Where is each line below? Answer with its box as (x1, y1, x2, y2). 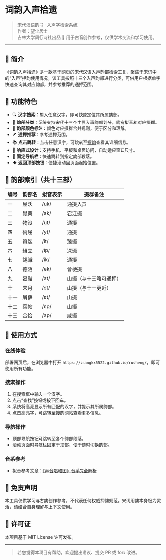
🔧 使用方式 (5, 331, 37, 339)
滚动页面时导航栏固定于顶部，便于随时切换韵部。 (12, 442, 112, 448)
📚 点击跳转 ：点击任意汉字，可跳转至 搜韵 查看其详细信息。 (12, 139, 131, 145)
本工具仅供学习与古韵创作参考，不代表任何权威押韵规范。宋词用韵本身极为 (5, 498, 157, 503)
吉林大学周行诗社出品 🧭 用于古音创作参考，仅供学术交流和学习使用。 (17, 34, 157, 40)
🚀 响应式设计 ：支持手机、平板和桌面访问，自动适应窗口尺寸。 (12, 147, 138, 153)
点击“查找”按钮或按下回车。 (12, 397, 69, 403)
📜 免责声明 (5, 484, 37, 492)
